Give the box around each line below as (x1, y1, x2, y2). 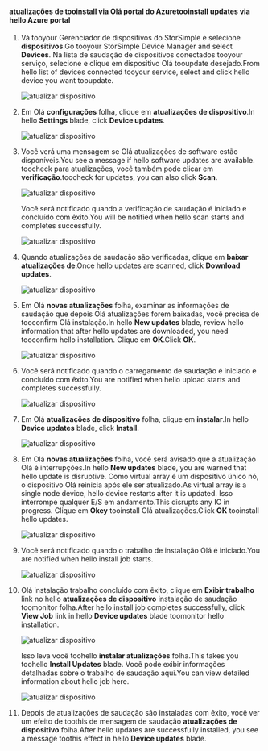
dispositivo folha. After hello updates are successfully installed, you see (20, 725, 259, 735)
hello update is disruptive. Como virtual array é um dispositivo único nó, (20, 472, 259, 482)
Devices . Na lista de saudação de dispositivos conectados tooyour (20, 50, 243, 60)
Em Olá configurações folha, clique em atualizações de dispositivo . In (20, 107, 256, 117)
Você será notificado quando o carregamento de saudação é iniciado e (20, 366, 257, 376)
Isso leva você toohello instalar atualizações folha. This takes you (20, 651, 239, 661)
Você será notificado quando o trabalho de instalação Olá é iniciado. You (20, 545, 261, 556)
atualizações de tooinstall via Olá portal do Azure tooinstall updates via (9, 6, 250, 16)
